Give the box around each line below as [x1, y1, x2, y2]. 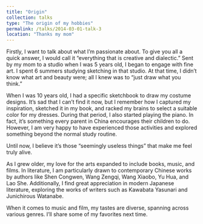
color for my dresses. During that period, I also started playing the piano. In [6, 111, 194, 119]
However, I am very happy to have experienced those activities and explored [6, 124, 198, 131]
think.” [6, 80, 22, 88]
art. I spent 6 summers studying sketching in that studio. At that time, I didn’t [6, 67, 197, 74]
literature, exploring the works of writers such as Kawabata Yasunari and [6, 186, 188, 194]
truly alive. [6, 149, 32, 156]
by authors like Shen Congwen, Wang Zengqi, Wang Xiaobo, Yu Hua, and [6, 173, 189, 180]
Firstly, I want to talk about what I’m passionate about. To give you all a [6, 48, 183, 55]
